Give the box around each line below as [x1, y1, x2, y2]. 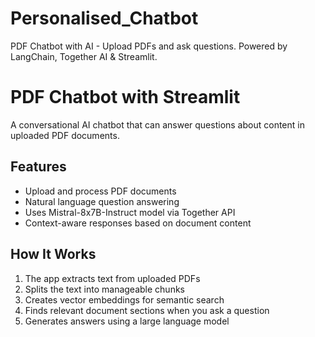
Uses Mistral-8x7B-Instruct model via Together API [24, 206, 236, 218]
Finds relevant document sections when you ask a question [24, 304, 270, 316]
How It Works [10, 246, 97, 263]
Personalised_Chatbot [10, 7, 199, 30]
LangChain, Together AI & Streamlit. [10, 50, 158, 62]
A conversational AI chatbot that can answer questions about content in [10, 118, 305, 131]
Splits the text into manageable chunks [24, 283, 185, 295]
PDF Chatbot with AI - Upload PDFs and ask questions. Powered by [10, 40, 288, 52]
